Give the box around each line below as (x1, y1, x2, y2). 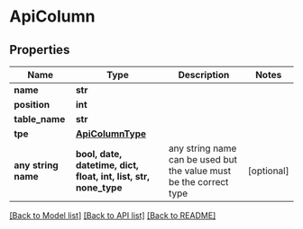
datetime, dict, (75, 159, 140, 172)
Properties (9, 42, 70, 57)
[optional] (247, 164, 289, 177)
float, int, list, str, (75, 171, 151, 182)
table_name (14, 113, 66, 125)
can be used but (168, 154, 237, 165)
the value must (168, 164, 232, 177)
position (14, 99, 50, 110)
